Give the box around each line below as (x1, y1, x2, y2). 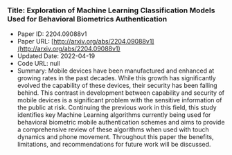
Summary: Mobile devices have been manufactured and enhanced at (17, 66, 215, 75)
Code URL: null (17, 60, 60, 68)
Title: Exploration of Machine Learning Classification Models (7, 6, 215, 15)
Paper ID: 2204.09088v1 (17, 30, 87, 38)
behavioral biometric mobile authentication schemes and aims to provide (17, 118, 225, 127)
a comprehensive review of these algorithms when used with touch (17, 125, 209, 134)
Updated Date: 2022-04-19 (17, 52, 96, 60)
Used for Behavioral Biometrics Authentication (7, 14, 168, 24)
